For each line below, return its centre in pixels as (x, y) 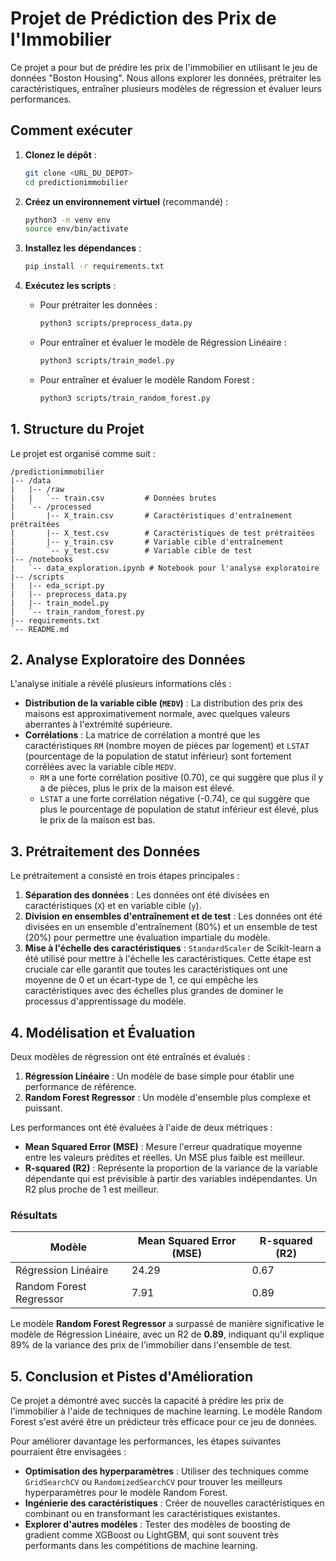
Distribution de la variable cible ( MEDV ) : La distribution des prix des (163, 703)
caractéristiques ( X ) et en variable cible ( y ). (113, 906)
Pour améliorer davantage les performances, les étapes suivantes (146, 1441)
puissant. (43, 1108)
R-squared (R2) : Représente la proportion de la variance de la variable (171, 1168)
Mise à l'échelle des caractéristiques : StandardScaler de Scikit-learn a (173, 948)
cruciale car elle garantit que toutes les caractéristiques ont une (156, 969)
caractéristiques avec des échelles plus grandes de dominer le (154, 991)
